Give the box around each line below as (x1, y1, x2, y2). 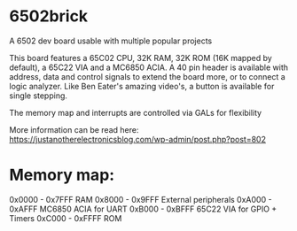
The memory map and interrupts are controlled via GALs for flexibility (9, 107, 262, 118)
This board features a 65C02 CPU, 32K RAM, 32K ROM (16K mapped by (9, 52, 272, 63)
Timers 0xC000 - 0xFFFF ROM (9, 212, 122, 223)
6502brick (9, 6, 89, 27)
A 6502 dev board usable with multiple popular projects (9, 35, 213, 46)
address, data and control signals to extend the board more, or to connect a (9, 71, 285, 81)
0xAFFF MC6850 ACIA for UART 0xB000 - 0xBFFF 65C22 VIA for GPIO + (9, 204, 277, 214)
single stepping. (9, 90, 68, 101)
